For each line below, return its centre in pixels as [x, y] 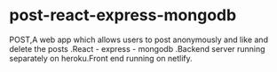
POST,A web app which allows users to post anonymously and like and [139, 40]
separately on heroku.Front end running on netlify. [101, 58]
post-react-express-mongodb [123, 15]
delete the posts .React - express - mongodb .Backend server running [137, 48]
